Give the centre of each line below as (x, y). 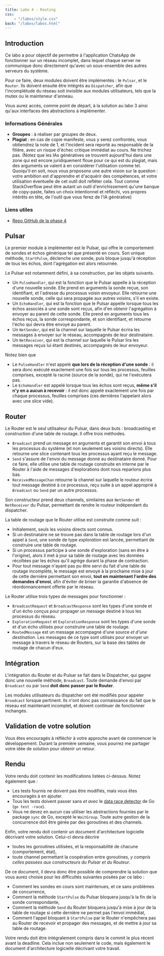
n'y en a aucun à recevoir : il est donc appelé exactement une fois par (83, 391)
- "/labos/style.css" (36, 19)
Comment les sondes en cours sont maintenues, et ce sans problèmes (83, 886)
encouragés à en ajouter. (37, 796)
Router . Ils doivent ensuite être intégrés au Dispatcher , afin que (69, 86)
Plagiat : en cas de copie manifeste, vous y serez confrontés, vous (79, 140)
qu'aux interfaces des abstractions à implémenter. (56, 111)
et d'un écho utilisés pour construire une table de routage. (71, 627)
